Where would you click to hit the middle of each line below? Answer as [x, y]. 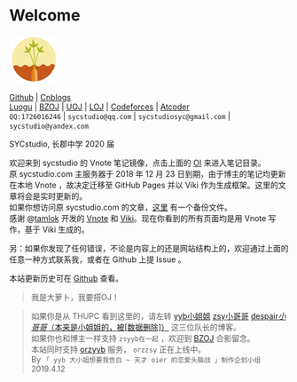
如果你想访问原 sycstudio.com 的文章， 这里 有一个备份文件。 [121, 207]
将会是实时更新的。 [51, 195]
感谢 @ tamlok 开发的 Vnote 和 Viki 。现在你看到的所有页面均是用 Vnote [138, 218]
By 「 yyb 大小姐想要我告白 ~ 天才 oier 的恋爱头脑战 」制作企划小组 [146, 359]
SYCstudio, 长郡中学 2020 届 [62, 144]
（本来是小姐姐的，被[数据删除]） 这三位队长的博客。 [144, 327]
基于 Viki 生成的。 [57, 229]
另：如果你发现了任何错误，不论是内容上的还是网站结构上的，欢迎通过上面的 [149, 248]
